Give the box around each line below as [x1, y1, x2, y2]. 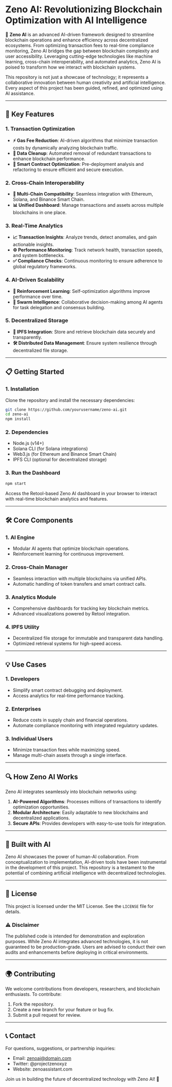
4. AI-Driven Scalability [5, 276, 64, 284]
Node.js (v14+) [12, 440, 45, 446]
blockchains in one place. [12, 209, 67, 216]
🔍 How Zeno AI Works [5, 772, 78, 781]
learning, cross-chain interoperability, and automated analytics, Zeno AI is [5, 58, 161, 65]
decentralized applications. [12, 815, 70, 821]
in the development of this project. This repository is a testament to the [5, 864, 155, 871]
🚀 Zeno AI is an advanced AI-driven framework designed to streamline [5, 31, 155, 37]
